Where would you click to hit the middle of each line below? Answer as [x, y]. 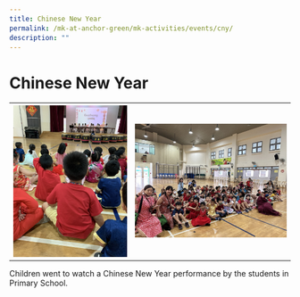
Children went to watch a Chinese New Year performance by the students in [149, 274]
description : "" [39, 37]
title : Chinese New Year [55, 19]
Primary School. [39, 283]
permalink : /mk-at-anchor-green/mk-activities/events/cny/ [121, 28]
